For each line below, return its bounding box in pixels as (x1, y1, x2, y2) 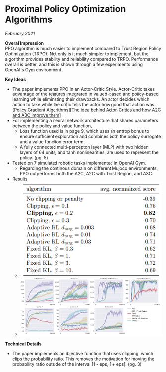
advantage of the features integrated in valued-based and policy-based (12, 91, 159, 97)
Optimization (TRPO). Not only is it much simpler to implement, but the (5, 51, 149, 57)
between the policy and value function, (12, 123, 92, 129)
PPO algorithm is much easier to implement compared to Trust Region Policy (5, 45, 161, 51)
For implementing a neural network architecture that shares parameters (12, 117, 159, 123)
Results (12, 176, 28, 182)
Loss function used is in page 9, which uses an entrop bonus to (19, 128, 150, 134)
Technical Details (5, 341, 42, 347)
